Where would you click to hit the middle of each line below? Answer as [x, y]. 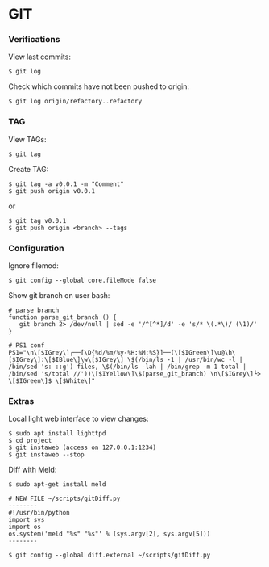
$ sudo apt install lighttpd [57, 434]
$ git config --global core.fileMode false [83, 281]
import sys [27, 520]
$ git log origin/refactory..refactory [75, 102]
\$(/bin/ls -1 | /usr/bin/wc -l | [185, 360]
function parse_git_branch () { [62, 317]
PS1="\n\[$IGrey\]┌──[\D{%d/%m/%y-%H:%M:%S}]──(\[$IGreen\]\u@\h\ [122, 353]
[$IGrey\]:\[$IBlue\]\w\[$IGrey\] [66, 360]
